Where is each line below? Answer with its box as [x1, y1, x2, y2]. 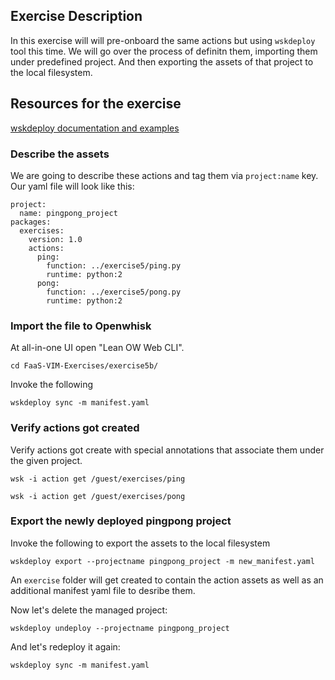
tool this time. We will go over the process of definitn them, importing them [10, 45, 318, 57]
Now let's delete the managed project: [10, 604, 168, 616]
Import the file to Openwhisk [10, 319, 152, 333]
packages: [10, 217, 52, 227]
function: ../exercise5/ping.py [46, 260, 182, 271]
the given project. [10, 454, 83, 466]
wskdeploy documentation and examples [10, 122, 180, 134]
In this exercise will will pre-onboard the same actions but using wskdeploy [10, 34, 316, 46]
